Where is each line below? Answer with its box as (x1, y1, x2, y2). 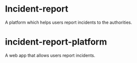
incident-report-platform (5, 36, 107, 47)
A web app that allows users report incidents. (5, 52, 95, 58)
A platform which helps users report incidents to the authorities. (5, 19, 132, 25)
